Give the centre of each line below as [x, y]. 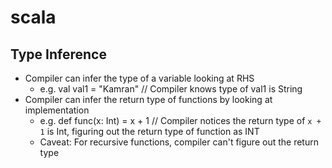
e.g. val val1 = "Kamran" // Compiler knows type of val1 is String [171, 89]
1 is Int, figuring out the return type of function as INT [149, 131]
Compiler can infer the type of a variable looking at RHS [139, 78]
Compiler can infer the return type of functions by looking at [148, 99]
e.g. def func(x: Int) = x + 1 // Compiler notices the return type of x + [180, 120]
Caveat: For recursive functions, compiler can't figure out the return [179, 142]
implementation [57, 110]
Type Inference [58, 54]
